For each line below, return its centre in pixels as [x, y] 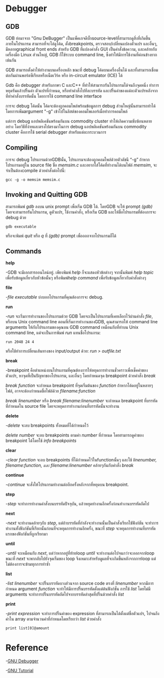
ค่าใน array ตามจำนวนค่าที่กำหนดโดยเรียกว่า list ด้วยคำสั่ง [53, 619]
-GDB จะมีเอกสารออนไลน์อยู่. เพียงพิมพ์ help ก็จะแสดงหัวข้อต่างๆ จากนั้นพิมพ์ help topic [80, 272]
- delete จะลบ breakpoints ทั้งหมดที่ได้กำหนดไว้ [47, 425]
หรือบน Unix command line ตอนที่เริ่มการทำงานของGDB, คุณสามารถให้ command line [82, 322]
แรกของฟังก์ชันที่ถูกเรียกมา [27, 534]
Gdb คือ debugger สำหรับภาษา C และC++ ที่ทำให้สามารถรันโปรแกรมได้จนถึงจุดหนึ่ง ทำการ [82, 85]
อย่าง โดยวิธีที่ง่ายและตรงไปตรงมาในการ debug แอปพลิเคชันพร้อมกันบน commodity [76, 127]
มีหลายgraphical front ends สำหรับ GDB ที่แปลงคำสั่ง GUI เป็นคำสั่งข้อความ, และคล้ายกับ [81, 49]
